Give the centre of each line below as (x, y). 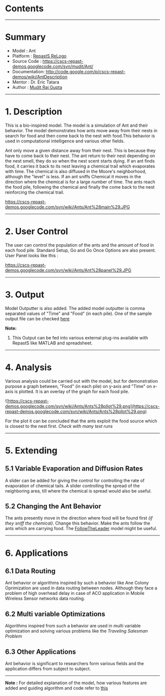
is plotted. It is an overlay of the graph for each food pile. (72, 391)
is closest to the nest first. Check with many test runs (59, 426)
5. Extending (31, 450)
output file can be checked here (37, 319)
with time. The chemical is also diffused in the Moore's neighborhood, (76, 171)
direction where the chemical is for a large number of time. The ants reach (80, 182)
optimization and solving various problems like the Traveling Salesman (77, 631)
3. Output (25, 294)
